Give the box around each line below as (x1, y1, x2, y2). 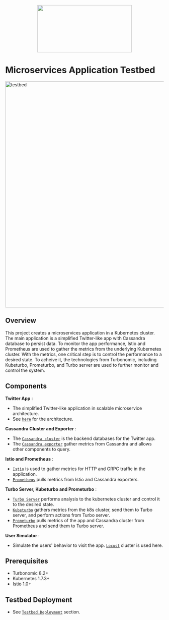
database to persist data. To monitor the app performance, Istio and (5, 341, 146, 347)
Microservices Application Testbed (5, 65, 155, 76)
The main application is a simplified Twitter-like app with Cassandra (5, 335, 145, 341)
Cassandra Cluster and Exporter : (5, 425, 76, 431)
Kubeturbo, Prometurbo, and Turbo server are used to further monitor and (5, 362, 159, 368)
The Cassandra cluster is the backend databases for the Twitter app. (12, 435, 156, 441)
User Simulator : (5, 532, 40, 538)
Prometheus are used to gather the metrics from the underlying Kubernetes (5, 346, 162, 352)
